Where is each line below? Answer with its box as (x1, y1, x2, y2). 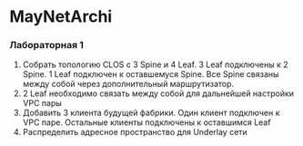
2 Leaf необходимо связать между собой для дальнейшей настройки (22, 88, 294, 99)
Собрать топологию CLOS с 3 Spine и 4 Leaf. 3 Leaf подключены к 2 (22, 59, 288, 70)
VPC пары (22, 98, 62, 109)
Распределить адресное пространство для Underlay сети (22, 127, 247, 138)
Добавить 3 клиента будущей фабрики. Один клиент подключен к (22, 107, 280, 119)
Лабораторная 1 (9, 39, 85, 52)
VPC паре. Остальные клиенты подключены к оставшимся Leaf (22, 117, 271, 128)
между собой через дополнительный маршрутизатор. (22, 79, 235, 90)
